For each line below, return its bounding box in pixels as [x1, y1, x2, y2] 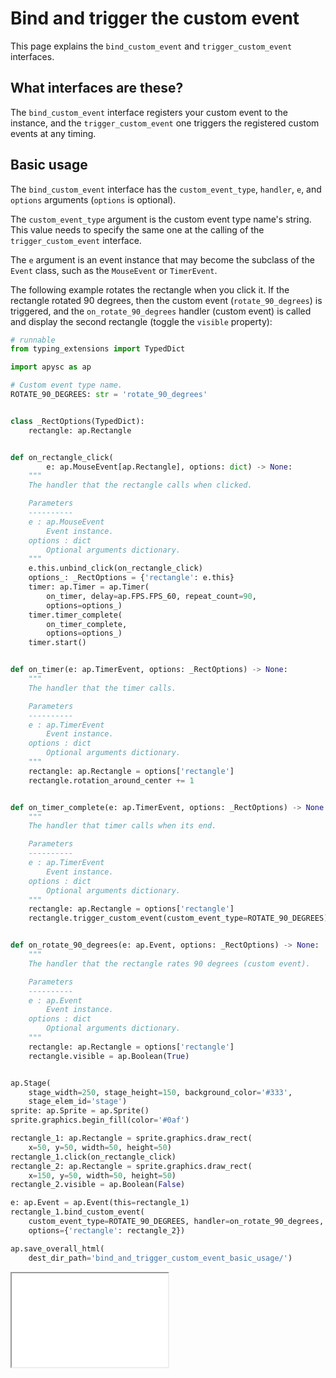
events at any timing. [10, 127, 97, 139]
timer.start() [28, 638, 87, 648]
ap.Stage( [10, 1078, 52, 1088]
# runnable [10, 335, 56, 345]
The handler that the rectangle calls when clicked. [28, 480, 253, 491]
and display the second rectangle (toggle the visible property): [10, 315, 273, 327]
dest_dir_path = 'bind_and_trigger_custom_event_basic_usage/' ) [28, 1253, 293, 1263]
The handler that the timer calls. [28, 683, 177, 693]
